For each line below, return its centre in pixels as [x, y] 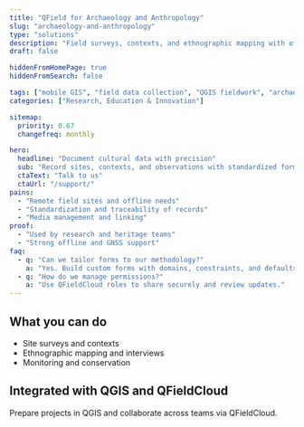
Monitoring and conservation [76, 362]
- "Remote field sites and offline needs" [99, 201]
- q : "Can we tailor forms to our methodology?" [111, 260]
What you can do [58, 322]
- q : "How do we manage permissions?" [91, 277]
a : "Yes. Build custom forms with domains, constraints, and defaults [161, 268]
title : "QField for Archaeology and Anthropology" [107, 18]
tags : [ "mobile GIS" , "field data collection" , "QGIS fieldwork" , [137, 92]
